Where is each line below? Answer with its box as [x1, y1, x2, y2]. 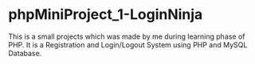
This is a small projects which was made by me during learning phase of [8, 32, 245, 41]
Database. [8, 48, 42, 58]
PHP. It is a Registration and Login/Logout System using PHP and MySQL [8, 40, 248, 49]
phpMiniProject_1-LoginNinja [8, 6, 203, 24]
